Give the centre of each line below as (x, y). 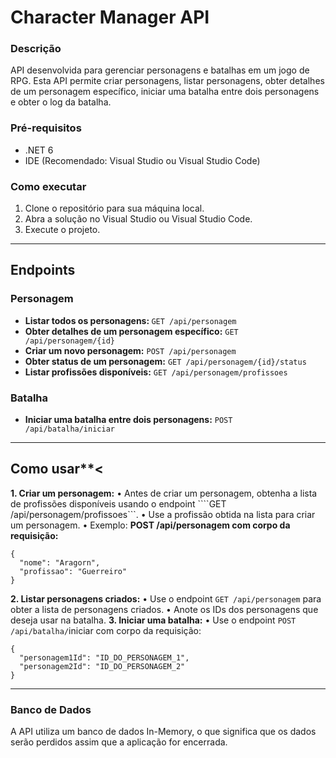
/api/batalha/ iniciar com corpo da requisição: (106, 630)
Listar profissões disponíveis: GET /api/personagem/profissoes (156, 372)
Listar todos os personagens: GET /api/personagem (130, 320)
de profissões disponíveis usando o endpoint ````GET (118, 503)
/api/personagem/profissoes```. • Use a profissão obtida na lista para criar (163, 514)
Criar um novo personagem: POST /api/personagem (130, 350)
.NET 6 (39, 150)
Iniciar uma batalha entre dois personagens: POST (128, 420)
